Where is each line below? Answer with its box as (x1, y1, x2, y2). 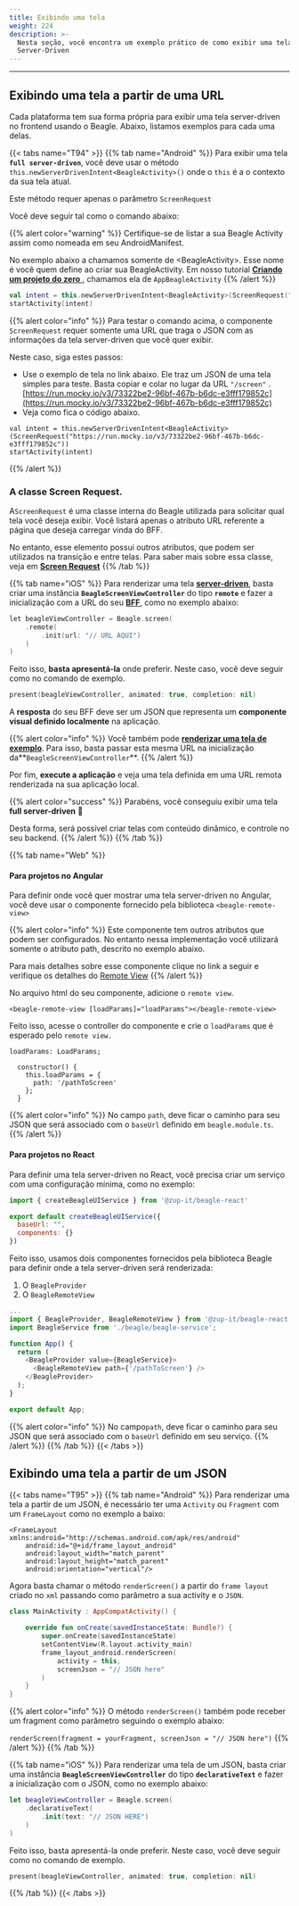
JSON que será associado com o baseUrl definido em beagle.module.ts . (9, 1119, 274, 1130)
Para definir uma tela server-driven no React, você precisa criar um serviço (9, 1169, 286, 1180)
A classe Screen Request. (9, 485, 123, 498)
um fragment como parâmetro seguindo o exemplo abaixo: (9, 1715, 225, 1727)
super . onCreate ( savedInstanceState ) (41, 1632, 177, 1641)
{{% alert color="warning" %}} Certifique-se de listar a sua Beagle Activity (9, 228, 283, 238)
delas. (9, 130, 32, 141)
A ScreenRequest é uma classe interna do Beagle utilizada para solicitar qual (9, 505, 285, 516)
